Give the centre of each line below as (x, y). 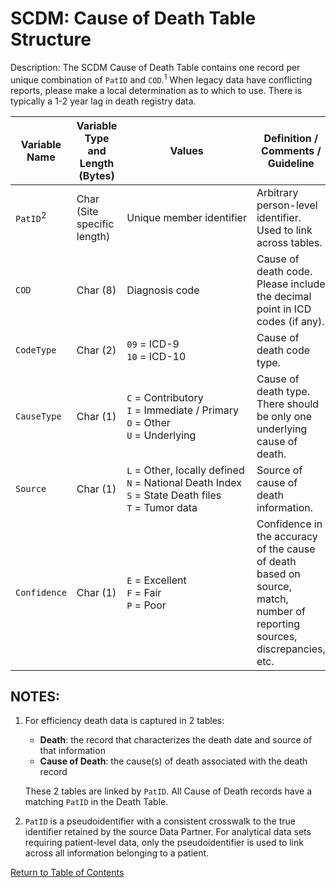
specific (95, 224)
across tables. (289, 242)
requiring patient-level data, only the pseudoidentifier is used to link (164, 843)
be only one (284, 416)
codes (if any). (290, 321)
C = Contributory (165, 397)
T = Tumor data (162, 507)
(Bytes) (96, 175)
